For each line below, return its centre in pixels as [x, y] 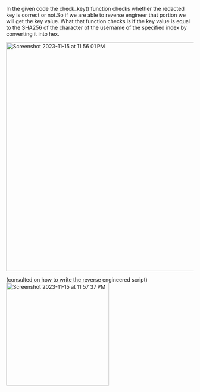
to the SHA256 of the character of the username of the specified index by [97, 27]
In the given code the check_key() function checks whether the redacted [95, 9]
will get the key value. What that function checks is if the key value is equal [98, 21]
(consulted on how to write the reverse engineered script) [77, 280]
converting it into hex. [33, 34]
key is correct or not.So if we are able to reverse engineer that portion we [96, 15]
